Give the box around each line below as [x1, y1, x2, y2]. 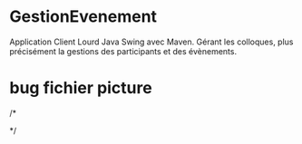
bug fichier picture [9, 78, 152, 99]
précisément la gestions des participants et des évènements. [9, 45, 238, 56]
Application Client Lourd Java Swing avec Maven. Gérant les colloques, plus [9, 36, 294, 47]
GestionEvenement [9, 6, 157, 27]
